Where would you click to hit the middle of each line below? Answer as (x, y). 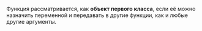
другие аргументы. (32, 22)
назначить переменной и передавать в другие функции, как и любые (97, 15)
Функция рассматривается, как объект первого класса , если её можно (101, 9)
